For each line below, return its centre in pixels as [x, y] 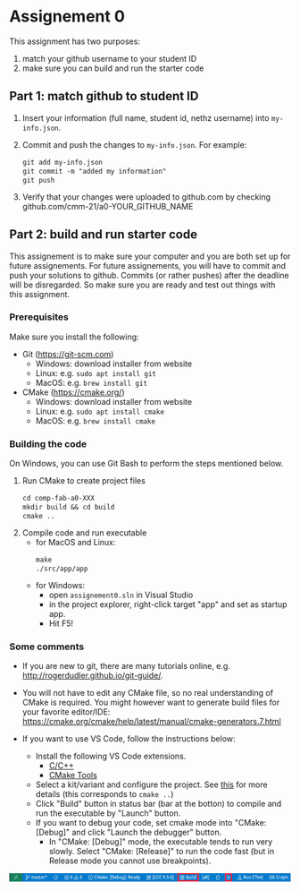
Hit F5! [61, 623]
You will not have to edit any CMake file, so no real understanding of [148, 693]
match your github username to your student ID [109, 58]
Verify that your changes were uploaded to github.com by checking [146, 197]
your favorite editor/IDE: [66, 712]
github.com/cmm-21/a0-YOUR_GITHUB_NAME [108, 206]
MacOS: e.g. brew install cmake [96, 420]
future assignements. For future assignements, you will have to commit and [148, 265]
